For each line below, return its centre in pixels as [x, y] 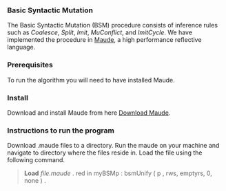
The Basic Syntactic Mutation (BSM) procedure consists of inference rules [113, 25]
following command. [36, 160]
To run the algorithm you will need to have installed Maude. [91, 80]
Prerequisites [30, 65]
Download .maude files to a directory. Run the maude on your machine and [113, 146]
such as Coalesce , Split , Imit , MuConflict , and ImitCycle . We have [100, 32]
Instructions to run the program [61, 131]
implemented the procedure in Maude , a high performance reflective [104, 40]
